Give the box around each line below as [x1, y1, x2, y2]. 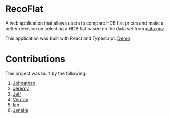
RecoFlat [5, 3, 43, 15]
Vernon [12, 96, 29, 102]
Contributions [5, 53, 65, 65]
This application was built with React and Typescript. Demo [5, 35, 130, 41]
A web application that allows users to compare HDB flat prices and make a [5, 20, 164, 26]
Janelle [12, 107, 29, 113]
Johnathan [12, 80, 36, 86]
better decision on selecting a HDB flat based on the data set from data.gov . [5, 25, 165, 31]
